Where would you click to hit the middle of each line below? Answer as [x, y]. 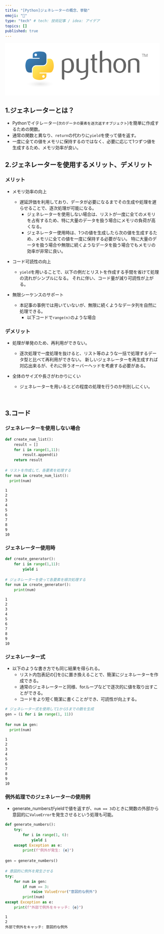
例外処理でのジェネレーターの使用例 [48, 797]
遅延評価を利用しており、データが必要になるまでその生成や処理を [86, 202]
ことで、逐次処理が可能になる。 [65, 208]
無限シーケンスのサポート [38, 294]
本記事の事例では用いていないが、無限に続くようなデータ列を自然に [88, 305]
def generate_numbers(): [30, 825]
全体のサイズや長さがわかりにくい [47, 376]
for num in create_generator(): [38, 585]
